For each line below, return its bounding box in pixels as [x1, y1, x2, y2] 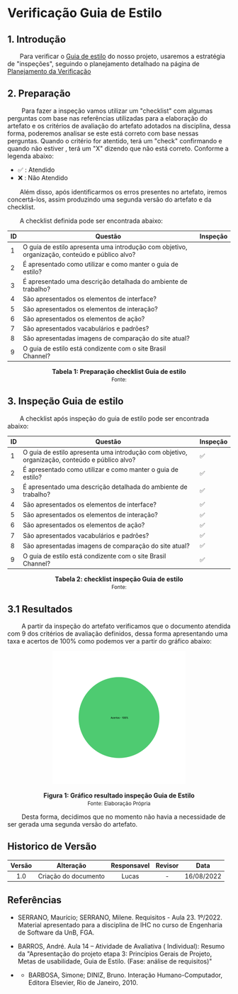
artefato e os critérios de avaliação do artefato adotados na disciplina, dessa [7, 121, 231, 130]
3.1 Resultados [7, 603, 73, 615]
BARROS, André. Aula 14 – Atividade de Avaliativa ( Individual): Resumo [17, 941, 225, 950]
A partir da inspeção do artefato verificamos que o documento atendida [21, 622, 231, 630]
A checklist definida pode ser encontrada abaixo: [20, 216, 163, 225]
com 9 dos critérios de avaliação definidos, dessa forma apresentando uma [7, 629, 228, 638]
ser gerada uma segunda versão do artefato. [7, 819, 138, 828]
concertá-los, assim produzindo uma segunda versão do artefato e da [7, 195, 212, 204]
